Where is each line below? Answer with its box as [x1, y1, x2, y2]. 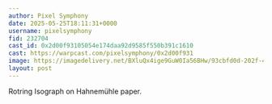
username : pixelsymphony [8, 27, 92, 35]
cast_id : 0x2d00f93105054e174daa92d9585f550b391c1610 [8, 42, 194, 50]
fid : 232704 [8, 34, 49, 43]
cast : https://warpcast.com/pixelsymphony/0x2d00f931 [8, 49, 194, 57]
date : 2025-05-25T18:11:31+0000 [8, 19, 117, 27]
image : [8, 57, 31, 65]
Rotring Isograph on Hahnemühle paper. [8, 86, 142, 96]
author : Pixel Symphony [8, 11, 89, 20]
